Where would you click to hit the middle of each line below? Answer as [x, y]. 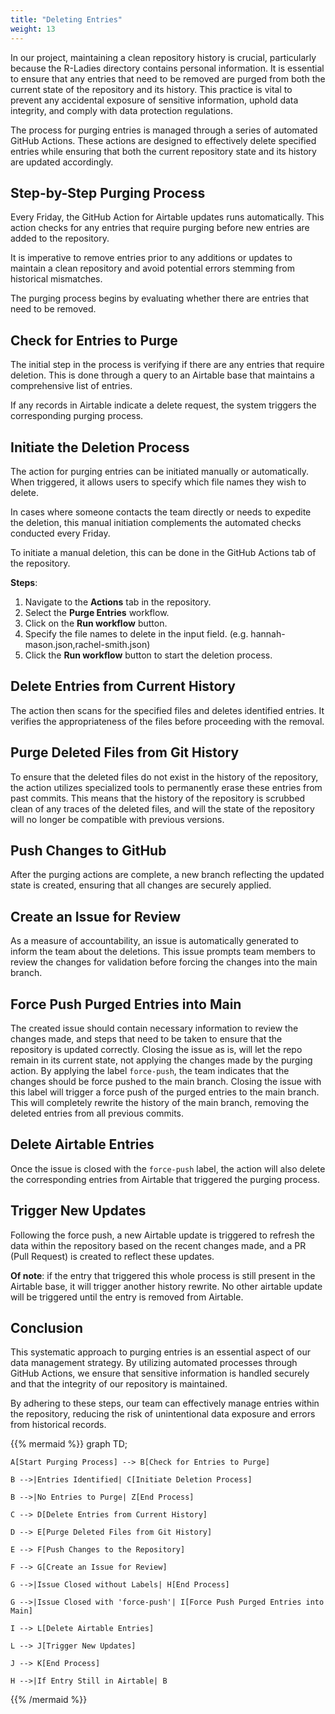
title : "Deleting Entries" [66, 19]
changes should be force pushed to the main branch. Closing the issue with [166, 1081]
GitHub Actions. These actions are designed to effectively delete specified [163, 140]
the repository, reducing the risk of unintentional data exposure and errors [163, 1414]
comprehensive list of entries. [71, 386]
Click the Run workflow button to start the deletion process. [148, 655]
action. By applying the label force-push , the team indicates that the [150, 1070]
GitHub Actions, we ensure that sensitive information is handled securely [160, 1373]
